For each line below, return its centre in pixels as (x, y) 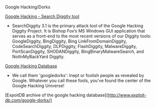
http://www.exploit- (127, 95)
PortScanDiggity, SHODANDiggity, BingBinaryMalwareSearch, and (78, 51)
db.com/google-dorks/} (28, 100)
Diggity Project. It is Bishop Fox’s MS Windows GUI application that (78, 31)
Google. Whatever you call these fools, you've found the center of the (81, 80)
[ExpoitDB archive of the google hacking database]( (57, 95)
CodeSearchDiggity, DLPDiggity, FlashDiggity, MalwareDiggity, (74, 46)
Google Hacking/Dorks (28, 7)
